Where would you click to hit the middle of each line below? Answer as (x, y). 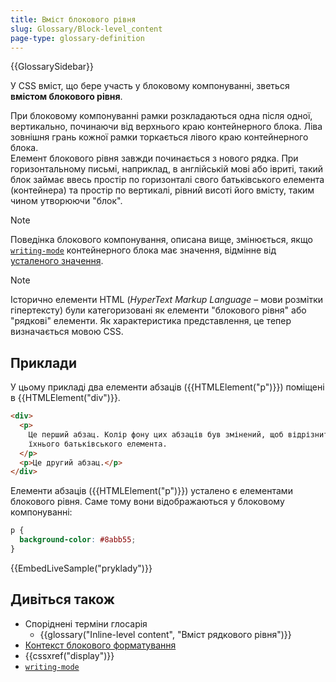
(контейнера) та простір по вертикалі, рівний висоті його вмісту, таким (162, 190)
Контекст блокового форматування (100, 645)
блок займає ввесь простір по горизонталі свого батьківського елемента (167, 180)
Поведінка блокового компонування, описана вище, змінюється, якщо (161, 240)
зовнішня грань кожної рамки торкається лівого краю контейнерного (159, 137)
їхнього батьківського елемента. (98, 444)
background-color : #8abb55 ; (78, 540)
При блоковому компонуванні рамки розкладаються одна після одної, (161, 116)
